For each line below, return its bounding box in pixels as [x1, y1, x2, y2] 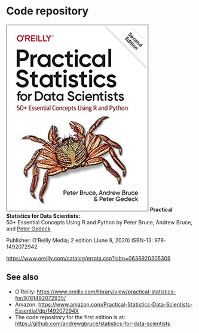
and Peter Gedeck [6, 225, 51, 232]
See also [6, 272, 39, 283]
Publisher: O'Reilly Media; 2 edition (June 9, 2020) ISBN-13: [6, 236, 154, 244]
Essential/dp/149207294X [14, 307, 79, 314]
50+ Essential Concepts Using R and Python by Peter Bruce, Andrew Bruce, [6, 218, 193, 226]
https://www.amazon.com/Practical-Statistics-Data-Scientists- [38, 301, 193, 308]
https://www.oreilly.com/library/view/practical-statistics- [36, 288, 176, 295]
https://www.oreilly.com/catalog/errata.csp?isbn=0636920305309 [6, 254, 171, 262]
